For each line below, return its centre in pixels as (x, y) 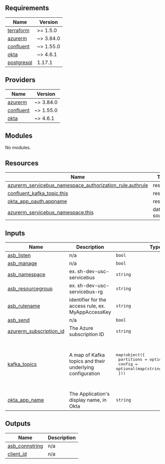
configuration (85, 373)
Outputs (18, 424)
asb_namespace (27, 274)
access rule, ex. (87, 306)
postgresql (20, 62)
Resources (22, 163)
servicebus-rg (86, 292)
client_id (17, 454)
